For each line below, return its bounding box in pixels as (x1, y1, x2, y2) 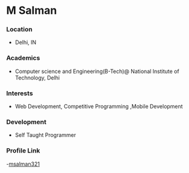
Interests (6, 89, 33, 97)
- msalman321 (6, 160, 40, 168)
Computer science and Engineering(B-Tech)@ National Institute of (14, 68, 179, 75)
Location (6, 25, 33, 34)
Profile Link (6, 146, 40, 155)
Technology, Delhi (14, 74, 60, 81)
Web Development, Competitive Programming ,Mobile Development (14, 103, 183, 110)
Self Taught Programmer (14, 131, 76, 139)
